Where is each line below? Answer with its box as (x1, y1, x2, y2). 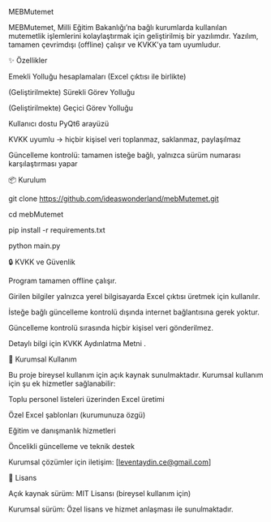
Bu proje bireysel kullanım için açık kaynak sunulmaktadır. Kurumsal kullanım (8, 370, 264, 379)
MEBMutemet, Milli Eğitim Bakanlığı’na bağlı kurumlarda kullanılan (8, 23, 227, 32)
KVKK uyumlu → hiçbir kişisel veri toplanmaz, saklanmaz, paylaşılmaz (8, 135, 242, 144)
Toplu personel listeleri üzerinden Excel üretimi (8, 395, 165, 404)
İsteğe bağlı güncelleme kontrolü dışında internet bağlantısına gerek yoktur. (8, 307, 260, 317)
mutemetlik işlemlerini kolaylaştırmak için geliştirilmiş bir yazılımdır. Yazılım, (8, 32, 259, 41)
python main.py (8, 241, 61, 250)
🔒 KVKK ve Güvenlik (8, 257, 75, 267)
